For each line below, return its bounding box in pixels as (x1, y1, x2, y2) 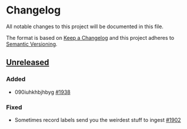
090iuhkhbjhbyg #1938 (14, 89, 71, 96)
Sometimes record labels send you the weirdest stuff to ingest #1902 (14, 116, 181, 123)
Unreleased (6, 57, 50, 67)
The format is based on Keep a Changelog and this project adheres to (6, 34, 175, 41)
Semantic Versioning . (6, 40, 57, 47)
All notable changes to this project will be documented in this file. (6, 23, 164, 30)
